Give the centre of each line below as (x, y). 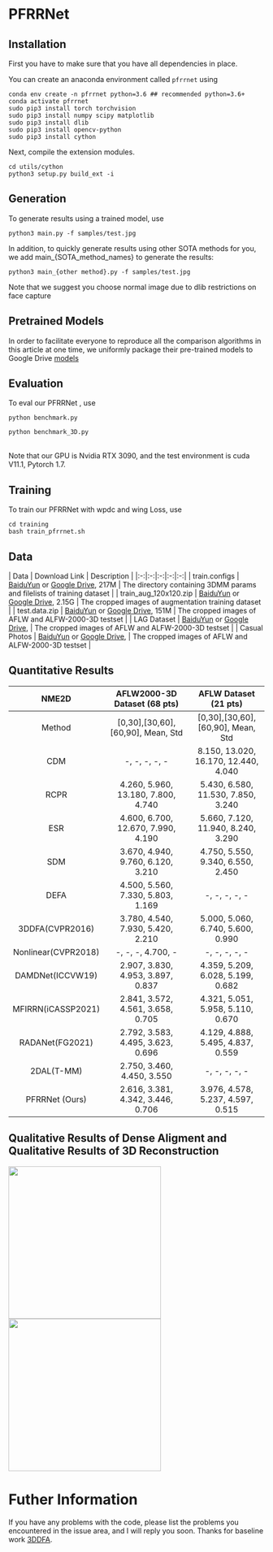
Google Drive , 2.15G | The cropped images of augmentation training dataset (135, 602)
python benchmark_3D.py (49, 432)
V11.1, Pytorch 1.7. (37, 465)
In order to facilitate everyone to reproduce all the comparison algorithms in (135, 340)
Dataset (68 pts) (147, 704)
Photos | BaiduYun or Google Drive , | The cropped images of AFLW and (128, 637)
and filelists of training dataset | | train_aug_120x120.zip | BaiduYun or (124, 593)
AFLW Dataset (227, 693)
